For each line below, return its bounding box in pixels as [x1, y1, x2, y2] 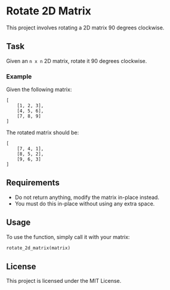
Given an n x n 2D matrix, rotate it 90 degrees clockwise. [6, 57, 147, 64]
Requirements [6, 178, 60, 188]
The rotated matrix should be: [6, 129, 79, 136]
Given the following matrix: [6, 86, 72, 93]
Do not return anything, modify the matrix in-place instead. [14, 194, 160, 201]
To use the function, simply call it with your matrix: [6, 233, 130, 240]
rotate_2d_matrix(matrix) [6, 244, 70, 251]
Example [6, 72, 32, 80]
